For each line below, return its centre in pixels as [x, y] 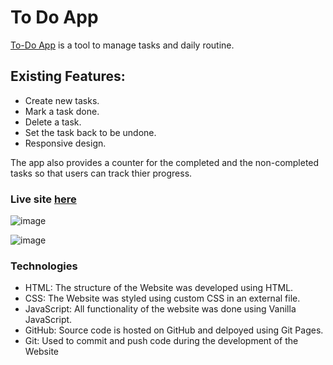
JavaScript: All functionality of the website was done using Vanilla [160, 309]
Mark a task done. [62, 111]
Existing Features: [68, 76]
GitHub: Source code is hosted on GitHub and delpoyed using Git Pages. [174, 330]
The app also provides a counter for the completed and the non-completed [165, 162]
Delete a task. [53, 122]
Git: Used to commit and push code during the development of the [161, 341]
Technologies [44, 266]
